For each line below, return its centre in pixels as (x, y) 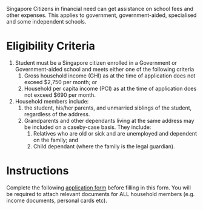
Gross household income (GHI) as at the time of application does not (110, 76)
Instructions (38, 171)
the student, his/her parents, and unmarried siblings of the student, (108, 108)
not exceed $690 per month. (60, 95)
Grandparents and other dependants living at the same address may (109, 120)
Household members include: (52, 101)
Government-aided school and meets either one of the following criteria (105, 69)
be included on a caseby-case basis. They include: (88, 127)
